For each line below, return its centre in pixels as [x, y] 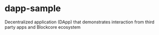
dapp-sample [33, 9]
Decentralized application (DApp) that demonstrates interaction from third [79, 22]
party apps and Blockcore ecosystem [43, 27]
